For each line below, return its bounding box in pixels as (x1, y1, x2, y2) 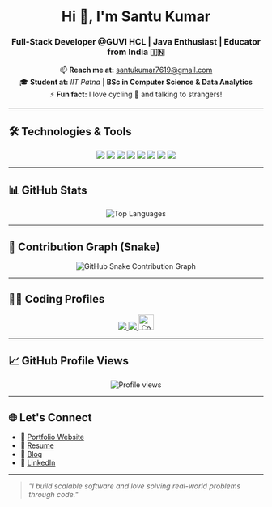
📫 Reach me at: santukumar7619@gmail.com (59, 65, 213, 75)
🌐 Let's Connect (8, 411, 92, 424)
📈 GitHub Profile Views (8, 354, 130, 368)
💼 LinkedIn (19, 458, 56, 468)
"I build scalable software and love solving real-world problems (28, 481, 241, 491)
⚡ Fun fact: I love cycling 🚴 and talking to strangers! (49, 89, 223, 100)
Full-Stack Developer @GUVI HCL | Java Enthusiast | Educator (11, 36, 261, 48)
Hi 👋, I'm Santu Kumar (61, 7, 211, 26)
